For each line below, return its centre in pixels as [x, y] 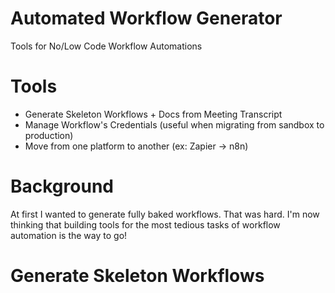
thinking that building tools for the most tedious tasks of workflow [145, 224]
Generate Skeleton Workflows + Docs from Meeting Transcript [153, 114]
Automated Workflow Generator [146, 18]
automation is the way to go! [69, 235]
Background [62, 186]
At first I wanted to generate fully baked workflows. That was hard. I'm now [165, 214]
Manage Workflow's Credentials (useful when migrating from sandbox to [174, 124]
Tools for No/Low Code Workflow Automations [106, 46]
